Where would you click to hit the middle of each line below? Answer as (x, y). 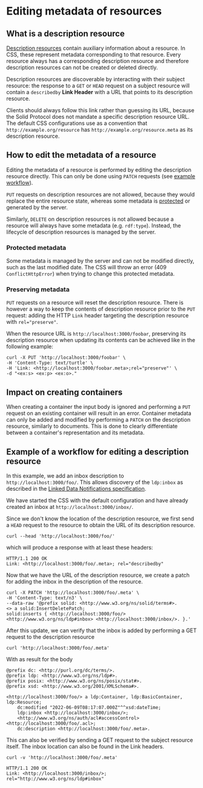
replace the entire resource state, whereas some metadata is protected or (98, 201)
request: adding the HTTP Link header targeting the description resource (98, 315)
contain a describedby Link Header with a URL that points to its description (99, 92)
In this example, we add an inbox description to (65, 476)
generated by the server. (37, 207)
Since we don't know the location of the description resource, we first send (100, 519)
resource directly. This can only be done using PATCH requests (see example (101, 176)
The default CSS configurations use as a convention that (77, 123)
